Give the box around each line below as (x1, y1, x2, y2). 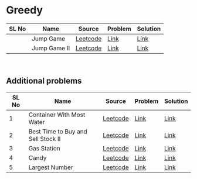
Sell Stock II (28, 135, 61, 143)
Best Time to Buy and (28, 127, 88, 135)
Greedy (6, 4, 43, 17)
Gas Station (28, 144, 60, 152)
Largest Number (28, 163, 73, 171)
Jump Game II (31, 44, 70, 52)
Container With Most (28, 111, 86, 119)
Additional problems (6, 76, 82, 86)
